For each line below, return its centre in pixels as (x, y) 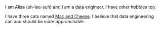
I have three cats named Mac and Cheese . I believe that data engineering (80, 16)
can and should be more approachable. (45, 22)
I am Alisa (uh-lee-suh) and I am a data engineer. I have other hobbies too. (81, 7)
